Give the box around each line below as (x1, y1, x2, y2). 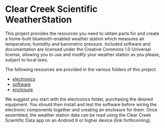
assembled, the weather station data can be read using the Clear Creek (5, 112, 152, 118)
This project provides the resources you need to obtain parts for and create (5, 30, 160, 36)
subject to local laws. (5, 57, 49, 63)
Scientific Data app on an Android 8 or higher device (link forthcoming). (5, 117, 152, 123)
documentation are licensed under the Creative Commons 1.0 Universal (5, 46, 151, 52)
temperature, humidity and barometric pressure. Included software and (5, 41, 151, 47)
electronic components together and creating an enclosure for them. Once (5, 107, 158, 113)
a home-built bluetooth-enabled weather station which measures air (5, 36, 145, 42)
